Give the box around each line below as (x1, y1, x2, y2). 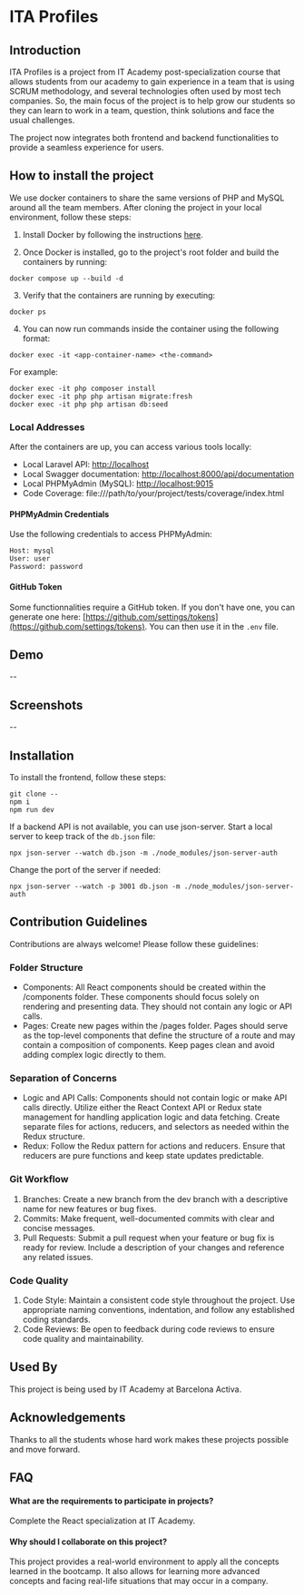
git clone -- (9, 789, 59, 798)
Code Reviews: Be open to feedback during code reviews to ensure (22, 1323, 275, 1335)
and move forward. (9, 1443, 81, 1454)
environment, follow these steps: (9, 211, 132, 222)
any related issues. (22, 1251, 93, 1262)
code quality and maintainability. (22, 1333, 144, 1344)
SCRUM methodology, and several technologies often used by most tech (9, 86, 281, 96)
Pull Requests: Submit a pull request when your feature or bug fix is (22, 1232, 275, 1243)
